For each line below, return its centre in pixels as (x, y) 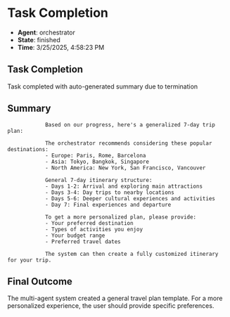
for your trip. (30, 260)
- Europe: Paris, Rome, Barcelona (95, 155)
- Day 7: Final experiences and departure (108, 205)
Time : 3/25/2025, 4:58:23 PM (61, 47)
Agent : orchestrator (46, 32)
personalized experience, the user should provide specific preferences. (111, 306)
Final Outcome (40, 282)
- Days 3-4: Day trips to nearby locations (109, 192)
